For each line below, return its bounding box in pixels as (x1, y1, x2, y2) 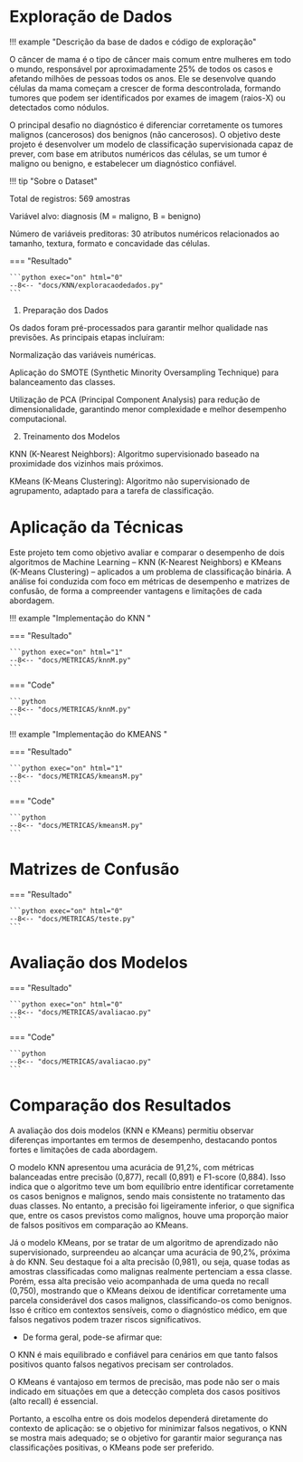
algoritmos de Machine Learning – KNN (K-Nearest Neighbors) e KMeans (9, 556, 282, 567)
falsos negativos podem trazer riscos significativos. (9, 1313, 202, 1324)
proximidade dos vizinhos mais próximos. (9, 457, 165, 468)
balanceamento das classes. (9, 376, 116, 387)
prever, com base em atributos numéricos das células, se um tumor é (9, 148, 268, 159)
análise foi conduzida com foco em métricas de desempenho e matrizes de (9, 575, 290, 586)
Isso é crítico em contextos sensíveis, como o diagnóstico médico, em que (9, 1304, 288, 1315)
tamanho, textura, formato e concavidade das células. (9, 237, 211, 248)
